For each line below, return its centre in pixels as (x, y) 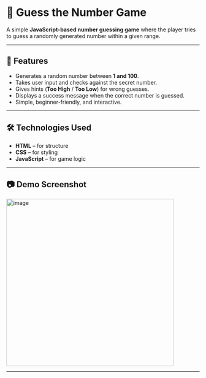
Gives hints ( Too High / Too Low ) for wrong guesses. (82, 89)
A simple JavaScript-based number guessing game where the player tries (101, 29)
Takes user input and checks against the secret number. (86, 82)
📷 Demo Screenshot (47, 184)
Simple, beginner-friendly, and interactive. (68, 102)
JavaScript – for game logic (50, 158)
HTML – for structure (42, 145)
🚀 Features (27, 61)
